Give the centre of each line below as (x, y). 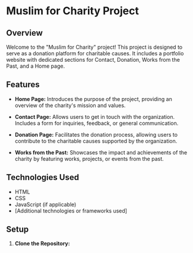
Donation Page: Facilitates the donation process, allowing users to (96, 134)
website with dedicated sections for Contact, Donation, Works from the (93, 60)
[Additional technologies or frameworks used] (71, 211)
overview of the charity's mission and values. (70, 105)
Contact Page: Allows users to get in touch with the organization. (95, 116)
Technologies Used (42, 177)
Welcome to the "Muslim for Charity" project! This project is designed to (94, 47)
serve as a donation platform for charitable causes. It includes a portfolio (95, 53)
